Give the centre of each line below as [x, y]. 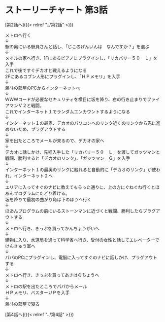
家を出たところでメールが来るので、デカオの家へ [55, 141]
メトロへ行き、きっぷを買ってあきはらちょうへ [52, 275]
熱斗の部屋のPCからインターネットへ [43, 88]
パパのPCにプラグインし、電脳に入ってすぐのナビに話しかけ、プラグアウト [81, 257]
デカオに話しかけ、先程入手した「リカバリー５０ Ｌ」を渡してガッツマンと [82, 152]
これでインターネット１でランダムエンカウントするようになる [68, 111]
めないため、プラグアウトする [35, 129]
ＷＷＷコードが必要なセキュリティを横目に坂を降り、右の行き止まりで [76, 99]
